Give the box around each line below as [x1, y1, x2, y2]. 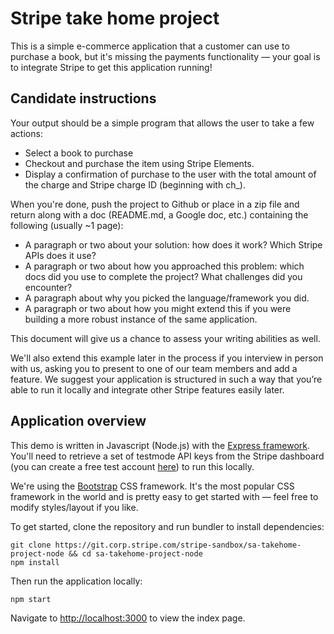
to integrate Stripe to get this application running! [10, 61, 213, 73]
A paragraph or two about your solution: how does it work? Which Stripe [24, 238, 323, 251]
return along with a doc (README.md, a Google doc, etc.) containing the [10, 208, 309, 221]
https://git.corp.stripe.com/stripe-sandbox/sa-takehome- [54, 540, 302, 550]
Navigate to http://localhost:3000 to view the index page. [10, 612, 246, 624]
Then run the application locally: [10, 575, 143, 587]
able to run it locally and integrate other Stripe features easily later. [10, 383, 285, 396]
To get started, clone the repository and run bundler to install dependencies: [10, 520, 325, 532]
